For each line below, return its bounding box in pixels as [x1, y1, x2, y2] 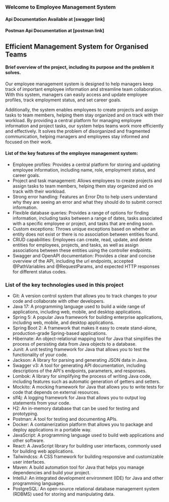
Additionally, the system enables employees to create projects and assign [5, 106, 158, 113]
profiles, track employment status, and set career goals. [5, 97, 122, 103]
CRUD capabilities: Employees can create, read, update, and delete [12, 236, 152, 243]
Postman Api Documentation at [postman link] [5, 28, 104, 34]
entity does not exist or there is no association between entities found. [12, 231, 159, 237]
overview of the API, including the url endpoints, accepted [12, 258, 134, 264]
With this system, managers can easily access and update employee [5, 91, 148, 97]
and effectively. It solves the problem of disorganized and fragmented [5, 128, 150, 134]
